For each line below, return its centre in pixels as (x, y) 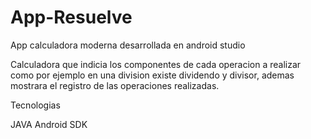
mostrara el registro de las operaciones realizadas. (115, 85)
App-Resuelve (71, 17)
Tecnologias (35, 105)
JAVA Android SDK (49, 124)
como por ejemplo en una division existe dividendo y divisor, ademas (152, 75)
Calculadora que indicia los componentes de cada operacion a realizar (156, 64)
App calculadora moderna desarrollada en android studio (128, 45)
